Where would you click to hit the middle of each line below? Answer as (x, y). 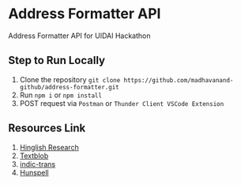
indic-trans (38, 164)
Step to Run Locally (56, 60)
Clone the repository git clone (70, 79)
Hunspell (34, 172)
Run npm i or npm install (61, 95)
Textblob (34, 156)
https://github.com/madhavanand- (179, 80)
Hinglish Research (49, 147)
